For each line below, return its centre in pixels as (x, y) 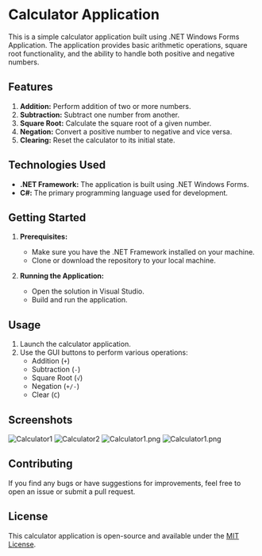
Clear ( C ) (46, 395)
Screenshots (40, 420)
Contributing (40, 464)
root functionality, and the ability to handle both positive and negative (121, 53)
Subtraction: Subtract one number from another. (100, 115)
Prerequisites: (44, 237)
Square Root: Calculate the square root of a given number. (116, 123)
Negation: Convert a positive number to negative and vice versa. (126, 131)
